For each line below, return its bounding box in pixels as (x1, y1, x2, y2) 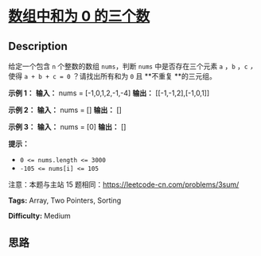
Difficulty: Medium (8, 211, 72, 220)
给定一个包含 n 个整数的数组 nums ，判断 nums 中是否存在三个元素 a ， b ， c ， (8, 61, 257, 71)
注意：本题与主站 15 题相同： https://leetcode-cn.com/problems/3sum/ (8, 180, 240, 189)
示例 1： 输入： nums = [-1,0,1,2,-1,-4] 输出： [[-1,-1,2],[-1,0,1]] (8, 88, 210, 98)
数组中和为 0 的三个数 (8, 7, 150, 25)
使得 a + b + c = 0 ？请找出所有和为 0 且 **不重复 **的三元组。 (8, 72, 216, 80)
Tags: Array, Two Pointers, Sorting (8, 196, 122, 205)
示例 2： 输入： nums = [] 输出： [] (8, 105, 122, 114)
